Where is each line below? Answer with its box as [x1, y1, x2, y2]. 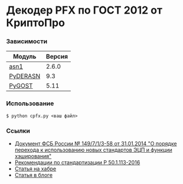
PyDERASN [9, 72, 41, 80]
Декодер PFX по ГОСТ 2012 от [6, 4, 162, 17]
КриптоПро [6, 16, 65, 30]
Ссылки [6, 127, 31, 135]
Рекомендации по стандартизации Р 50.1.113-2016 [14, 159, 140, 166]
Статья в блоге [14, 172, 53, 179]
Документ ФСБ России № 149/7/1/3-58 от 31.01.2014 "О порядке [14, 140, 177, 147]
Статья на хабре [14, 165, 57, 172]
